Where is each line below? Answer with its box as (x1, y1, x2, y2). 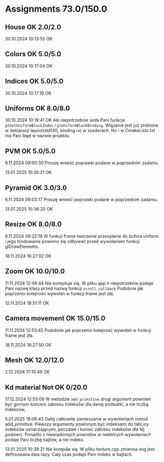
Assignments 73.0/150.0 (5, 3, 108, 15)
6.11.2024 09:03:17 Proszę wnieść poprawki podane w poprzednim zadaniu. (5, 197, 158, 202)
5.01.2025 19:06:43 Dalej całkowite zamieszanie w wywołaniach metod (5, 416, 148, 422)
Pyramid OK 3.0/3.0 (5, 183, 67, 192)
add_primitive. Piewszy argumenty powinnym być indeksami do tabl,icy (5, 421, 149, 427)
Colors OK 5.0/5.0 (5, 50, 61, 58)
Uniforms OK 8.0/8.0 (5, 104, 70, 113)
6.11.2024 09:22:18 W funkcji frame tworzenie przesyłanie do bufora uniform (5, 233, 159, 239)
